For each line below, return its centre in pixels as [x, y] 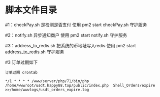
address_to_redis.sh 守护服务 [35, 52]
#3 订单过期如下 [21, 62]
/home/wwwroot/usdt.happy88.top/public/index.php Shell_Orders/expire [80, 85]
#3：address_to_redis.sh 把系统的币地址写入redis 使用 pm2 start [71, 45]
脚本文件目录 [31, 10]
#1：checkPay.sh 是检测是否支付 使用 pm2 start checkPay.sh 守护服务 [76, 25]
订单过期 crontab [21, 72]
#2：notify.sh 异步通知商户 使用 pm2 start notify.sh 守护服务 [66, 35]
